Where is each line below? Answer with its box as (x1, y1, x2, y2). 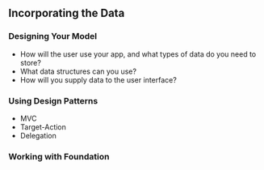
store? (19, 57, 42, 67)
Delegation (19, 130, 57, 140)
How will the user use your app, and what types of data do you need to (19, 49, 257, 59)
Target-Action (19, 121, 67, 132)
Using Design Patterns (8, 95, 98, 106)
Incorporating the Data (8, 6, 125, 20)
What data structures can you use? (19, 66, 137, 76)
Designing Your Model (8, 31, 98, 42)
